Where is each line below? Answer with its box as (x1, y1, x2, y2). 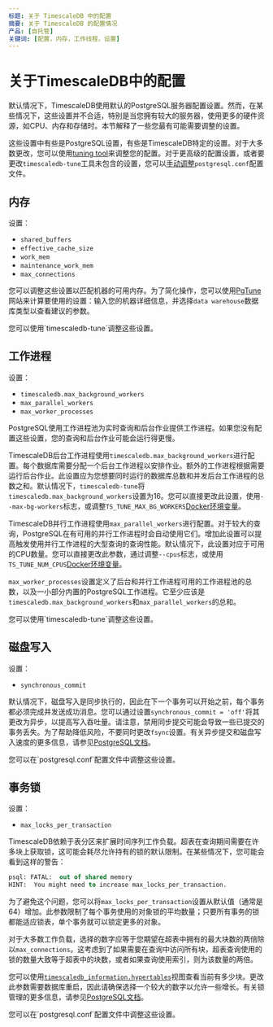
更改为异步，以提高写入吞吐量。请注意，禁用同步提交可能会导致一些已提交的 (8, 717, 265, 727)
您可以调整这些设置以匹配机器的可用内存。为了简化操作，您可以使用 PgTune (8, 286, 262, 295)
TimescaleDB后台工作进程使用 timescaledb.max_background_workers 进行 (8, 450, 248, 460)
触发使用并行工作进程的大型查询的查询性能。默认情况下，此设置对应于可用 (15, 539, 265, 548)
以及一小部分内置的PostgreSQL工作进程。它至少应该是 (22, 587, 206, 597)
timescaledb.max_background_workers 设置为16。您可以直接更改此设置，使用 (8, 491, 261, 500)
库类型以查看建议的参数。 (8, 306, 94, 316)
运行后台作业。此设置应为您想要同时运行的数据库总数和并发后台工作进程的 (8, 470, 258, 480)
